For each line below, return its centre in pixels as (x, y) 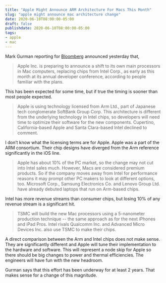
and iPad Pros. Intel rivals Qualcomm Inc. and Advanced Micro (81, 224)
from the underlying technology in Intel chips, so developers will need (88, 117)
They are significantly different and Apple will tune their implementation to (81, 244)
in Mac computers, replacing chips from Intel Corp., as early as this (86, 71)
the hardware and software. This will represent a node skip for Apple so (78, 250)
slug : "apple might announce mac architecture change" (63, 14)
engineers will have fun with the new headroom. (54, 260)
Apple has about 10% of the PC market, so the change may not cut (85, 163)
